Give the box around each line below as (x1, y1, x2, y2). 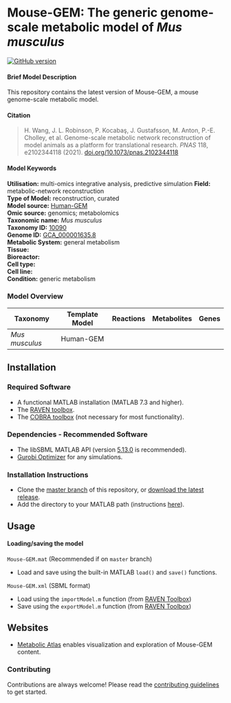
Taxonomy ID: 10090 (7, 223, 67, 231)
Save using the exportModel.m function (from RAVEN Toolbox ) (16, 602, 192, 610)
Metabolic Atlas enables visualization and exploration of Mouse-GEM (16, 640, 213, 649)
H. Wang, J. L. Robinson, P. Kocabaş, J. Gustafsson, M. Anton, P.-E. (23, 126, 215, 135)
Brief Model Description (7, 72, 77, 81)
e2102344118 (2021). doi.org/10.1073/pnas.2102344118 (23, 148, 179, 156)
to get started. (7, 687, 47, 696)
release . (16, 493, 41, 501)
